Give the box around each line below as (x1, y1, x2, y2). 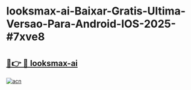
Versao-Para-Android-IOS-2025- (6, 17, 177, 31)
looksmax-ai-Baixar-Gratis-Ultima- (6, 4, 186, 18)
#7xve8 (6, 30, 45, 43)
